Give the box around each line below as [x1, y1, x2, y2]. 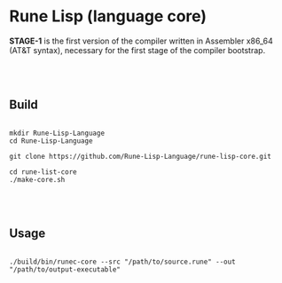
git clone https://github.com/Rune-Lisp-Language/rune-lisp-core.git [9, 152, 272, 161]
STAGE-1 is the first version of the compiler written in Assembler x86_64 [9, 35, 273, 46]
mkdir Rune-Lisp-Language [9, 129, 105, 138]
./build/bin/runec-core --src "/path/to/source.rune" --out [9, 257, 237, 266]
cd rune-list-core [9, 167, 77, 177]
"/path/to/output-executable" [9, 264, 121, 274]
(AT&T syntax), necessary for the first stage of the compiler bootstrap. [9, 44, 266, 55]
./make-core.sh [9, 175, 66, 184]
